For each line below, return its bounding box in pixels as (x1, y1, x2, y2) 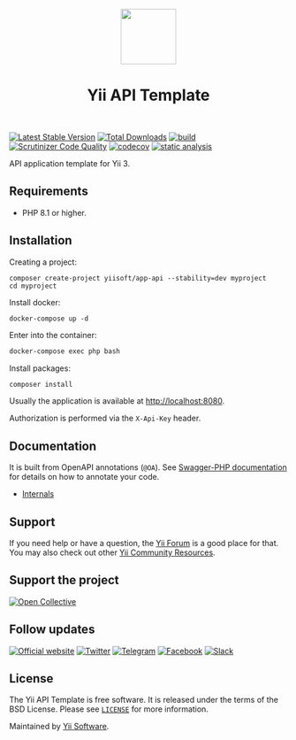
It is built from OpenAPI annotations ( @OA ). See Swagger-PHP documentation (9, 462, 287, 473)
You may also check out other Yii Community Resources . (9, 547, 216, 558)
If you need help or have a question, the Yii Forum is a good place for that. (9, 537, 279, 548)
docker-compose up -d (9, 314, 89, 323)
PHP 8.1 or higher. (21, 207, 87, 218)
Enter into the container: (9, 330, 97, 341)
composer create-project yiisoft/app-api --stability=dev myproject (9, 274, 267, 282)
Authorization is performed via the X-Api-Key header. (9, 412, 201, 424)
